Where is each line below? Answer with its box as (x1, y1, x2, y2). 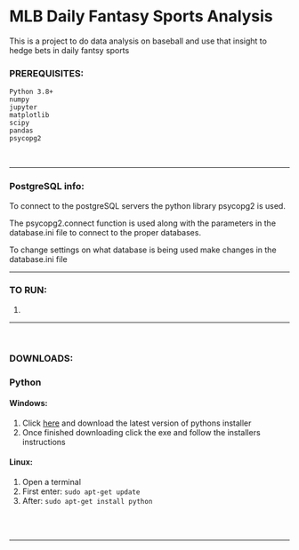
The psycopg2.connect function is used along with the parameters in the (9, 218, 277, 228)
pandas (9, 126, 34, 135)
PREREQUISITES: (9, 67, 85, 79)
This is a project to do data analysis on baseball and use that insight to (9, 36, 267, 46)
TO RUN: (9, 284, 47, 297)
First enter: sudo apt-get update (21, 486, 141, 497)
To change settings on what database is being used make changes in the (9, 244, 278, 255)
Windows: (9, 398, 48, 409)
